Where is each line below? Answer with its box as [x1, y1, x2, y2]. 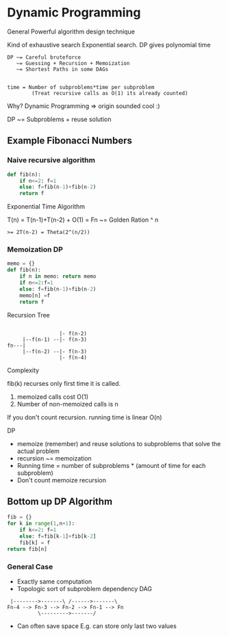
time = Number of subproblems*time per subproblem [7, 83, 155, 90]
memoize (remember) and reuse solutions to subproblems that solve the [16, 439, 221, 447]
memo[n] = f [19, 292, 51, 299]
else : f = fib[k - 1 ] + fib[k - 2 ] [19, 532, 97, 540]
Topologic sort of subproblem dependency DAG [16, 584, 153, 593]
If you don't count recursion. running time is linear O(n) [7, 413, 162, 421]
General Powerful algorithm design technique [7, 27, 136, 36]
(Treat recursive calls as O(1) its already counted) [31, 90, 188, 96]
